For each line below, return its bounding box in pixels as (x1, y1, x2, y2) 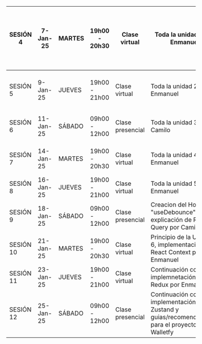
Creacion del (150, 200, 187, 209)
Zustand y (150, 305, 179, 313)
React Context (150, 248, 191, 256)
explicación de (150, 215, 192, 224)
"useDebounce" (150, 208, 196, 216)
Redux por (150, 281, 180, 288)
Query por (150, 223, 180, 231)
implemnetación (150, 273, 197, 281)
